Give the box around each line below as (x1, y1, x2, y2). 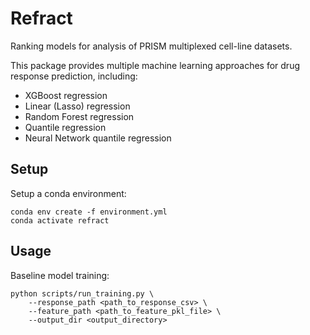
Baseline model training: (10, 269, 110, 281)
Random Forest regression (24, 110, 135, 122)
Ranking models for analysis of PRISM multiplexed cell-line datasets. (10, 40, 293, 52)
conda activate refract (10, 215, 110, 226)
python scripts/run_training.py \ (10, 288, 155, 299)
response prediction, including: (10, 70, 138, 82)
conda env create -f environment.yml (10, 207, 168, 217)
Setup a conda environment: (10, 187, 127, 199)
